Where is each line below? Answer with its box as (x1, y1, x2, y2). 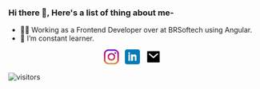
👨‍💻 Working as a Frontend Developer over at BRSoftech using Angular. (19, 25, 253, 35)
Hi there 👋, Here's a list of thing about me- (8, 7, 174, 18)
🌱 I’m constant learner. (19, 33, 94, 43)
